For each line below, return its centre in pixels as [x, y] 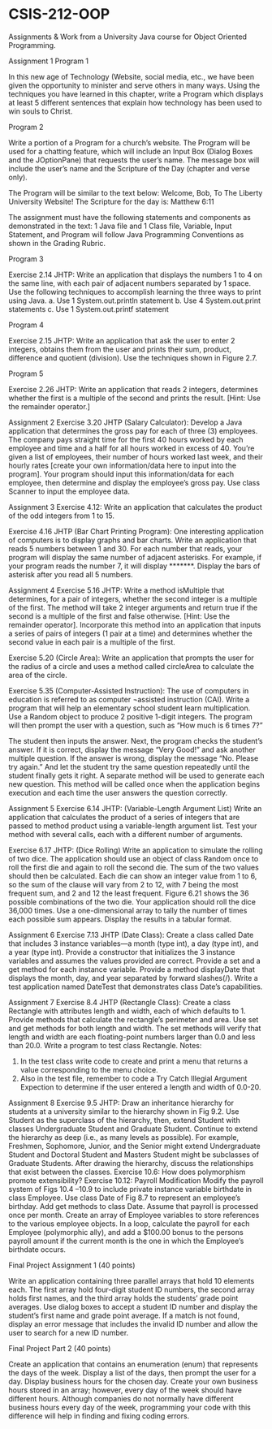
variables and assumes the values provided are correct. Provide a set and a [135, 961]
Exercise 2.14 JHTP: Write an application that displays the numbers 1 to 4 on [135, 274]
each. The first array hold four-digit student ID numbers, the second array [132, 1289]
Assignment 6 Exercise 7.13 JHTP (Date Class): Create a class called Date [131, 935]
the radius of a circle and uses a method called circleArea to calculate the [131, 666]
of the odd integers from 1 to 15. [62, 516]
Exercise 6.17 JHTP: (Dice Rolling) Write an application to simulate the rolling [136, 850]
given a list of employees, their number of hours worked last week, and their [136, 456]
